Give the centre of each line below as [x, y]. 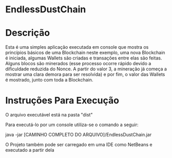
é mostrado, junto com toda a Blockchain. [49, 80]
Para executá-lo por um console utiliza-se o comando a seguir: [72, 125]
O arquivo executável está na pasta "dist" [49, 115]
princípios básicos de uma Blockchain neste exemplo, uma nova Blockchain [85, 53]
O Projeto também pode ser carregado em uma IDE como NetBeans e [79, 145]
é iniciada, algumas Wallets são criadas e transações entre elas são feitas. [84, 58]
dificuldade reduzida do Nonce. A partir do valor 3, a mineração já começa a [86, 69]
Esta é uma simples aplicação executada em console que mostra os [77, 47]
